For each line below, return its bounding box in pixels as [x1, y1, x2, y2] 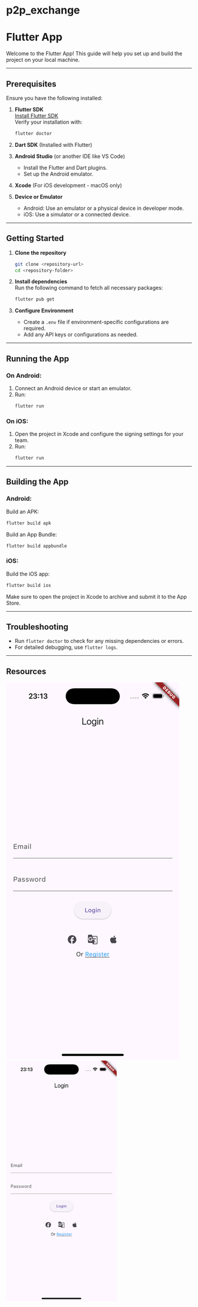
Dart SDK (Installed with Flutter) [14, 141, 93, 148]
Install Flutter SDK [14, 112, 59, 119]
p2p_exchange [6, 4, 81, 17]
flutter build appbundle [6, 543, 67, 549]
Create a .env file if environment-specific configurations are [23, 319, 169, 326]
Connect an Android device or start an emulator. [14, 384, 132, 392]
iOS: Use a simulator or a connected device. [23, 210, 131, 218]
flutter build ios [6, 582, 51, 588]
